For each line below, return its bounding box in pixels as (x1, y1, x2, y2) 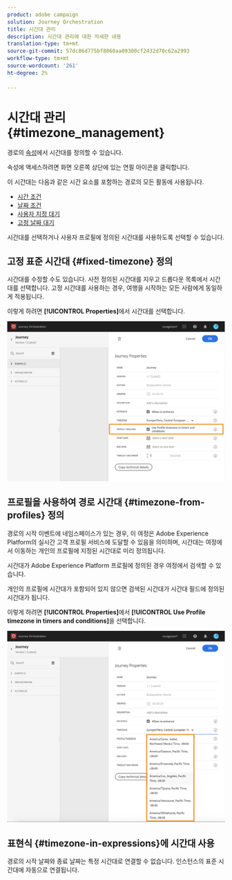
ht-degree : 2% (7, 69, 48, 76)
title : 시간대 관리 (7, 26, 56, 33)
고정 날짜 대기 (17, 219, 55, 227)
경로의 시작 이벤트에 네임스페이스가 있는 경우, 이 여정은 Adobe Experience (7, 529, 209, 538)
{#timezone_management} (7, 125, 165, 140)
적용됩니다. (14, 293, 45, 301)
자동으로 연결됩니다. (25, 865, 79, 874)
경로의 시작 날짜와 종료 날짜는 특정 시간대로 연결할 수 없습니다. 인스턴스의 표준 (7, 856, 217, 865)
